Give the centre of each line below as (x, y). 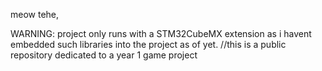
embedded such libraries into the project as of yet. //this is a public (148, 44)
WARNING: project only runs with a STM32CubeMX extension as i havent (161, 33)
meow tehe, (35, 14)
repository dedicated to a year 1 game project (104, 55)
